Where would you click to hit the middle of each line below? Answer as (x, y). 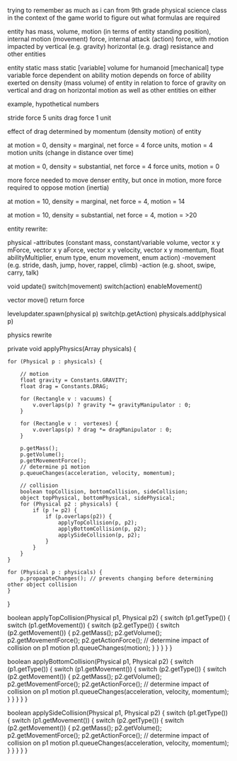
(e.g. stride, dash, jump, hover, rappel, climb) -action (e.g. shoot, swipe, (112, 265)
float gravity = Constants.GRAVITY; (74, 380)
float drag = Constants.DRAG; (65, 387)
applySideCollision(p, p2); (99, 535)
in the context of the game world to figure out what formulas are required (114, 18)
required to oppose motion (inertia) (58, 188)
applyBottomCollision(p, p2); (102, 529)
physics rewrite (30, 335)
